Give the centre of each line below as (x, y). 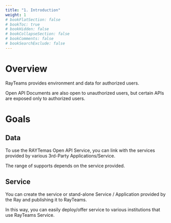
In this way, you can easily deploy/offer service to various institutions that (83, 209)
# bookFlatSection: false (33, 19)
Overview (26, 68)
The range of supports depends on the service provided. (65, 166)
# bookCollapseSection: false (38, 34)
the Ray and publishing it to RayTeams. (46, 199)
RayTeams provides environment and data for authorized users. (72, 83)
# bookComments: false (29, 39)
